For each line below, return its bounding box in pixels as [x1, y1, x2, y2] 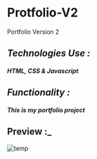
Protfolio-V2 [7, 5, 79, 21]
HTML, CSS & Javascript [7, 67, 79, 75]
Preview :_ [7, 126, 53, 138]
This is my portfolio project [7, 105, 85, 114]
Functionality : [7, 87, 70, 98]
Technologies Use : [7, 47, 91, 59]
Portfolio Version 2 [7, 28, 59, 36]
